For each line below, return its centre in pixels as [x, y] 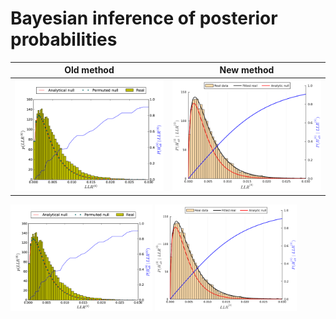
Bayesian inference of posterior [144, 18]
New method [247, 70]
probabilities [64, 39]
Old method [89, 70]
